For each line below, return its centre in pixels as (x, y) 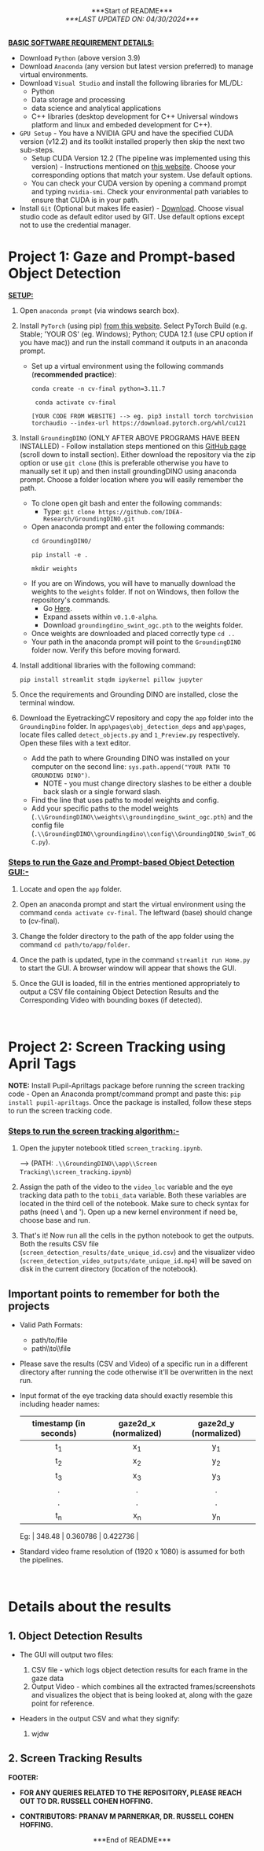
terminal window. (47, 702)
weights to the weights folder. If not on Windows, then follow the (135, 591)
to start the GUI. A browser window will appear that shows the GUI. (128, 968)
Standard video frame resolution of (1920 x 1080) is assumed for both (132, 1551)
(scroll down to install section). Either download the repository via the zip (137, 454)
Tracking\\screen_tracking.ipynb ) (75, 1172)
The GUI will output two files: (66, 1655)
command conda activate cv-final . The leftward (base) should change (136, 913)
